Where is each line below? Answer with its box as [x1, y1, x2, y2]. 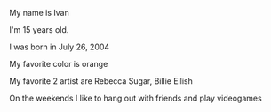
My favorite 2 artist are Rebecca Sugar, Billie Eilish [9, 76, 193, 86]
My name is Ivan [9, 8, 69, 18]
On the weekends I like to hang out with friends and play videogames [9, 93, 262, 103]
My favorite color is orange [9, 59, 108, 69]
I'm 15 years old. [9, 25, 69, 34]
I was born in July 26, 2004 [9, 41, 110, 52]
